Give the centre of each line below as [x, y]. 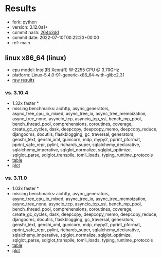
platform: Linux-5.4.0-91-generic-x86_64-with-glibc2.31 [68, 75]
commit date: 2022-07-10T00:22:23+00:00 [56, 37]
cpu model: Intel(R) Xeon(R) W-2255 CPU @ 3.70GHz [65, 70]
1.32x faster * [25, 103]
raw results [23, 80]
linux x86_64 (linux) [36, 58]
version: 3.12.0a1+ [30, 27]
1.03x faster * [26, 188]
